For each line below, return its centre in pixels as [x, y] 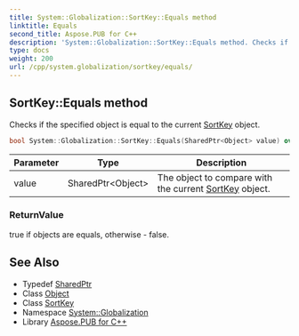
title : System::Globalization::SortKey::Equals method [113, 17]
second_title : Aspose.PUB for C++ [73, 34]
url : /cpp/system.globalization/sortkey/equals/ [101, 68]
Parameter [36, 163]
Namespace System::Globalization [85, 312]
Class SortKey [48, 302]
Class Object [45, 293]
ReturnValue [36, 215]
